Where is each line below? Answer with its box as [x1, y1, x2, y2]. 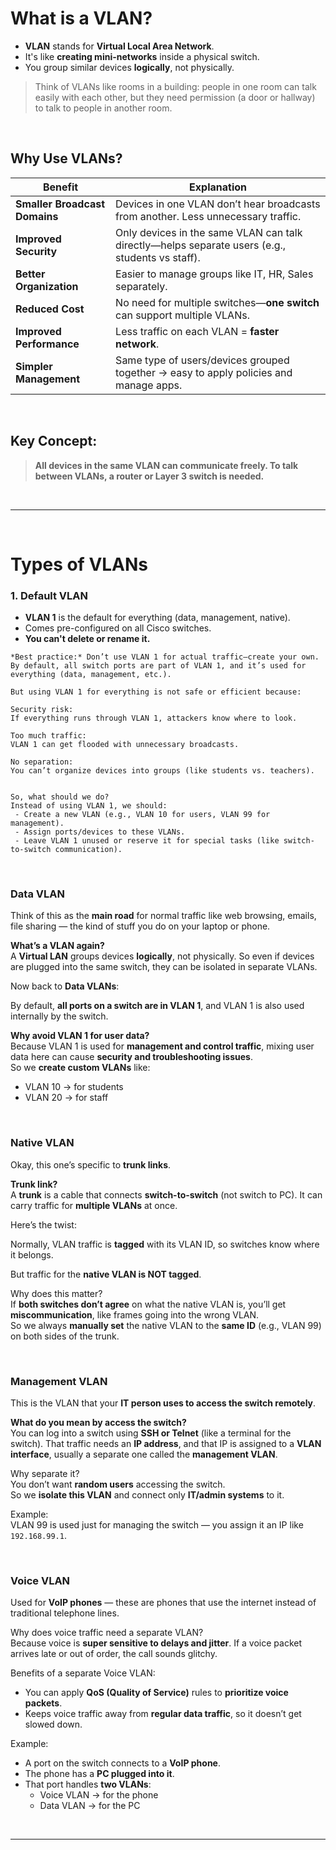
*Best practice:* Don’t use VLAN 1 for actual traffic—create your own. [10, 652, 320, 662]
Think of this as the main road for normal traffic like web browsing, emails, [10, 910, 317, 922]
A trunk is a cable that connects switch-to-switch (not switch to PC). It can [10, 1188, 323, 1201]
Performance [15, 337, 80, 351]
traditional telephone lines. [10, 1607, 120, 1619]
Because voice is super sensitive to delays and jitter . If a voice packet [10, 1637, 302, 1649]
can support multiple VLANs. [115, 308, 250, 322]
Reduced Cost [15, 302, 85, 316]
